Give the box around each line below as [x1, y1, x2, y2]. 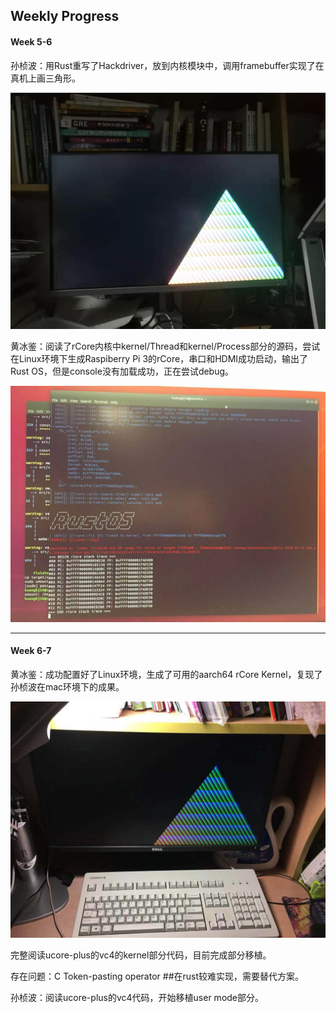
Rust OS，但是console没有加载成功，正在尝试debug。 [10, 365, 235, 377]
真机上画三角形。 [10, 72, 81, 84]
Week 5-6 [10, 35, 53, 48]
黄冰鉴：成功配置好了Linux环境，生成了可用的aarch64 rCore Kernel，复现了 [10, 668, 323, 680]
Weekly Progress [10, 8, 120, 25]
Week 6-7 [10, 645, 52, 657]
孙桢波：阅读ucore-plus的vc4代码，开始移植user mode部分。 [10, 991, 265, 1003]
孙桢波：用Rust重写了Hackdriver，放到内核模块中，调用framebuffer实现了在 [10, 59, 325, 71]
